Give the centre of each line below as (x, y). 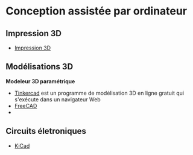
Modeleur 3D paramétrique (40, 81)
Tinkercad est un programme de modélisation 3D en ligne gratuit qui (99, 93)
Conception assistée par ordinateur (96, 11)
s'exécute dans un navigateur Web (57, 99)
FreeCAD (26, 106)
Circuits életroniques (46, 131)
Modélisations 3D (40, 67)
